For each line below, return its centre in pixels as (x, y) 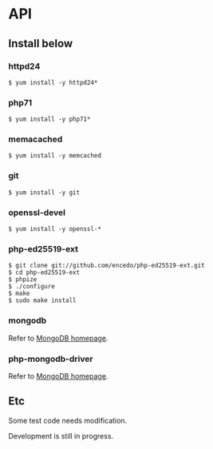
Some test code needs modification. (68, 420)
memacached (35, 139)
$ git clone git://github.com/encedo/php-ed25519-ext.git (106, 266)
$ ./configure (32, 287)
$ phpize (23, 280)
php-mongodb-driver (51, 359)
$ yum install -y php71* (49, 119)
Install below (41, 44)
